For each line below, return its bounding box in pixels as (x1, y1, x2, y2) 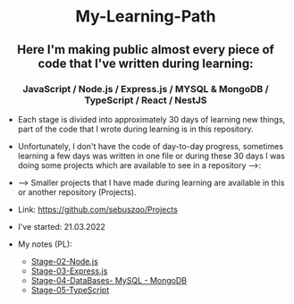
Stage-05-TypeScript (30, 284, 110, 295)
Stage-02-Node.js (30, 256, 98, 266)
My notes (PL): (17, 239, 73, 249)
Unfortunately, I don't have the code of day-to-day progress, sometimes (17, 140, 284, 151)
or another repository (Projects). (17, 186, 137, 198)
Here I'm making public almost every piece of (17, 42, 274, 57)
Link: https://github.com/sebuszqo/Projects (17, 204, 179, 215)
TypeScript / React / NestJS (84, 94, 207, 106)
